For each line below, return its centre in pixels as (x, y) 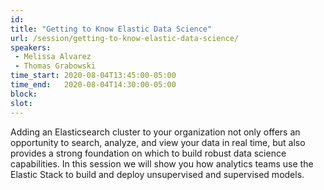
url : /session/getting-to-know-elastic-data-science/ (125, 38)
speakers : (31, 47)
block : (24, 94)
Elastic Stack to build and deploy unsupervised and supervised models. (157, 174)
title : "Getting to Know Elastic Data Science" (111, 29)
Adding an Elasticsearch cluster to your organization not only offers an (155, 132)
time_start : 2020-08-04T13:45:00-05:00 (93, 76)
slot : (21, 103)
